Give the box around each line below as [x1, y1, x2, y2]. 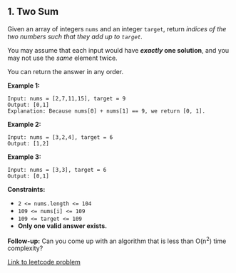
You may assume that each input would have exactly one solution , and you [7, 46, 230, 54]
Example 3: [7, 153, 41, 161]
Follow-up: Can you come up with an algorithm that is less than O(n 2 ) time [7, 235, 227, 245]
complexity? [7, 244, 43, 252]
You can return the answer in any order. [7, 67, 123, 76]
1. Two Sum [7, 6, 59, 18]
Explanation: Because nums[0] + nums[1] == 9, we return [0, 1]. [7, 107, 205, 115]
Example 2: [7, 120, 41, 128]
